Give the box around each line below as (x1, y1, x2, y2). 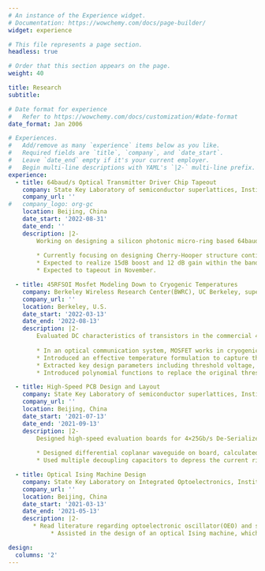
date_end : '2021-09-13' (22, 419, 101, 427)
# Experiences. (8, 134, 58, 142)
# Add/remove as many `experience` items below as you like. (8, 141, 221, 150)
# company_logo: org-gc (8, 201, 93, 208)
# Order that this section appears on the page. (8, 62, 171, 70)
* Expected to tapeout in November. (36, 266, 157, 275)
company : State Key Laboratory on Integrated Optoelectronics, (22, 478, 235, 486)
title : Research (8, 84, 62, 92)
